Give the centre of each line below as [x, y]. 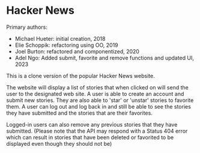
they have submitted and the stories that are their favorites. [80, 113]
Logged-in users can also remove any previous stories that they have [92, 124]
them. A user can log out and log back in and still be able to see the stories [98, 106]
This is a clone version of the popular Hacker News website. [80, 76]
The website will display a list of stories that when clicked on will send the [98, 87]
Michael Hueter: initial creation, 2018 [60, 38]
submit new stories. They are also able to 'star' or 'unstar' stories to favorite [100, 100]
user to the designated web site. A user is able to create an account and [95, 94]
